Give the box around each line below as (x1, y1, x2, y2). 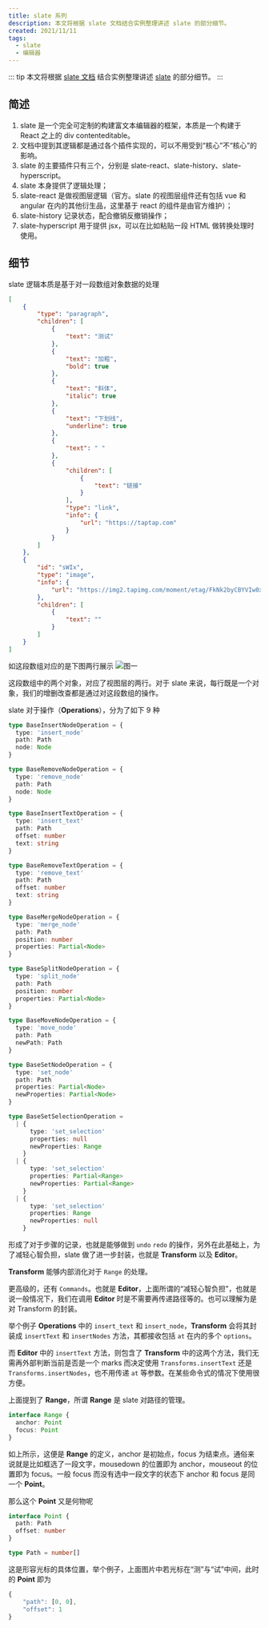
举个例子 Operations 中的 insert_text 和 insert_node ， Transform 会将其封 (8, 1321, 257, 1331)
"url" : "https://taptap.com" (79, 519, 178, 527)
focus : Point (15, 1426, 59, 1434)
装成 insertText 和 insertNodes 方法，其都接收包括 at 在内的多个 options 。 (8, 1331, 256, 1340)
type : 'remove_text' (15, 869, 84, 877)
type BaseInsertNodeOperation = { (8, 721, 124, 729)
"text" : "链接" (94, 482, 143, 490)
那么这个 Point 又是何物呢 (8, 1496, 94, 1505)
